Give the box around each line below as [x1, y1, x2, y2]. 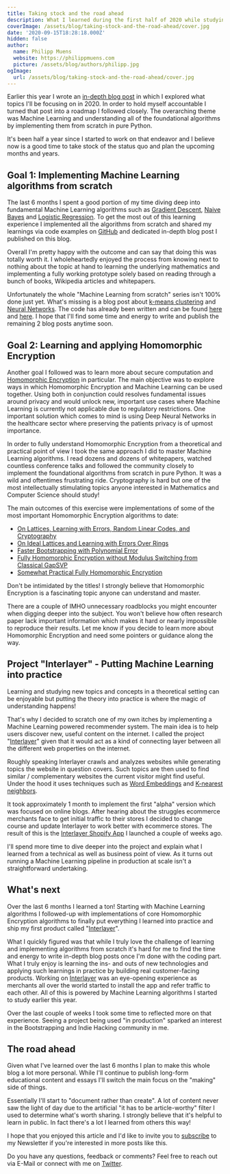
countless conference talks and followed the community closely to [7, 462, 194, 469]
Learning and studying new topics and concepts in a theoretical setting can [7, 687, 220, 696]
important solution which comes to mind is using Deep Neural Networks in [7, 412, 217, 420]
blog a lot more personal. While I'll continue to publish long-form [7, 1068, 189, 1077]
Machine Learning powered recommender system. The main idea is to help [7, 722, 219, 731]
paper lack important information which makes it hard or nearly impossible [7, 617, 217, 624]
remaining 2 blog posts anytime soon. [7, 319, 114, 328]
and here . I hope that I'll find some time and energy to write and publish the [7, 313, 219, 321]
